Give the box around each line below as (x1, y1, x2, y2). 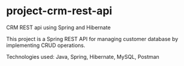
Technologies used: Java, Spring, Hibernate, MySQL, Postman (6, 53, 160, 60)
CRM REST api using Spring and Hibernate (6, 24, 111, 31)
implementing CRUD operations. (6, 42, 85, 49)
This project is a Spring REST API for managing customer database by (6, 35, 179, 42)
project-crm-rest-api (6, 4, 112, 18)
